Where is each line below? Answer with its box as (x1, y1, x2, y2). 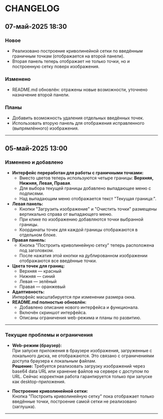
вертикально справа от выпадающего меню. (19, 211, 113, 217)
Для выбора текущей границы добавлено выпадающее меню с (19, 186, 151, 191)
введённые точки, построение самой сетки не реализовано (12, 399, 137, 404)
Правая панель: (12, 237, 46, 243)
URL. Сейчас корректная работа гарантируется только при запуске (12, 374, 153, 380)
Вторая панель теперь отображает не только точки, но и (12, 58, 130, 64)
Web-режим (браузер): (12, 343, 62, 348)
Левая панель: (12, 201, 44, 207)
